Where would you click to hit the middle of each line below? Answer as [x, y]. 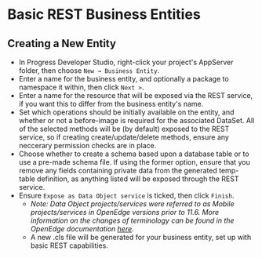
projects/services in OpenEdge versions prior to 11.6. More [125, 212]
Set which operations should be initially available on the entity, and [126, 112]
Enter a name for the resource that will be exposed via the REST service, [136, 95]
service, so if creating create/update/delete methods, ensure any [124, 137]
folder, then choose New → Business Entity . [89, 71]
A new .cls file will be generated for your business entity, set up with [141, 237]
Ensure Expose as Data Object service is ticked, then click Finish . [126, 195]
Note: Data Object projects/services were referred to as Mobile [132, 204]
